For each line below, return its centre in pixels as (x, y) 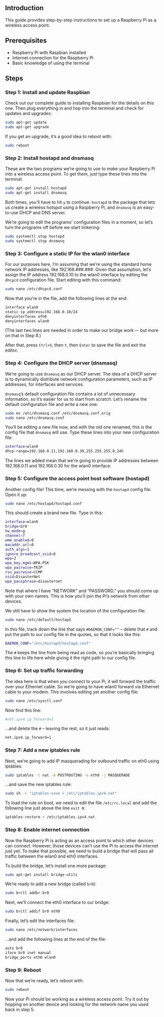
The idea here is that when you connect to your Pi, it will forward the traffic (81, 681)
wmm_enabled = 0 (20, 540)
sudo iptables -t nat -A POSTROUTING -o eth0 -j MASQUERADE (68, 775)
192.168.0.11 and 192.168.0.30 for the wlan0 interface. (58, 466)
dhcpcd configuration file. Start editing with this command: (63, 280)
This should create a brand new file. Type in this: (54, 513)
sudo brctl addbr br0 (27, 893)
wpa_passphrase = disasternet (34, 581)
